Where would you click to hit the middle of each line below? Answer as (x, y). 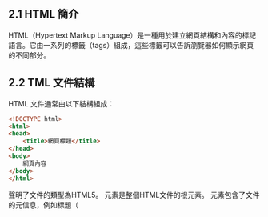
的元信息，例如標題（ (43, 205)
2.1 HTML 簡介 (44, 14)
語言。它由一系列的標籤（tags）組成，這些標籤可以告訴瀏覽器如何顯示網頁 (131, 45)
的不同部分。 (29, 55)
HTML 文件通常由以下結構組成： (61, 103)
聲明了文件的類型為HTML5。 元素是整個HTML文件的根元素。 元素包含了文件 (134, 195)
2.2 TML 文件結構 (52, 83)
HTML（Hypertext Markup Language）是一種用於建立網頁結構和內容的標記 (132, 35)
